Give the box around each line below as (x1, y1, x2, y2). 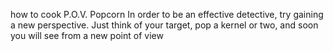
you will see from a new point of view (10, 30, 164, 41)
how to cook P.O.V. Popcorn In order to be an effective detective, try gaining (10, 9, 324, 20)
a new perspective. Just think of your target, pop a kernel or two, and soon (10, 19, 319, 31)
